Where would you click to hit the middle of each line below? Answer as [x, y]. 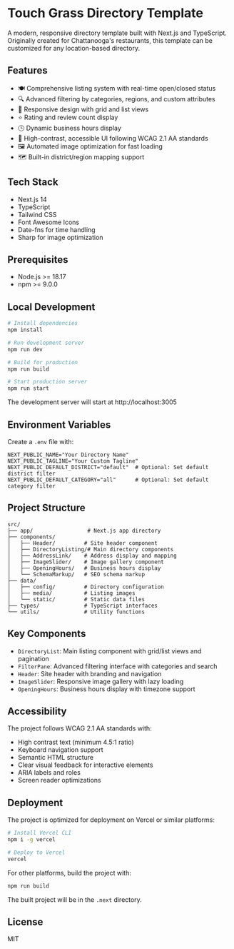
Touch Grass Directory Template [105, 13]
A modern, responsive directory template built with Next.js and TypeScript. [117, 33]
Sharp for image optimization [60, 237]
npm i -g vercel [31, 840]
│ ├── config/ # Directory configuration [86, 587]
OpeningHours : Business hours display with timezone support [106, 689]
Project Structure [46, 508]
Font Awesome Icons [49, 222]
